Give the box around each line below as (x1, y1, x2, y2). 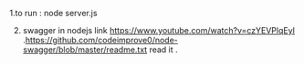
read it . (149, 44, 178, 55)
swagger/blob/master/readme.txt (22, 44, 148, 55)
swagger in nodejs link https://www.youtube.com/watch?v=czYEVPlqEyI (22, 25, 295, 35)
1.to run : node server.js (9, 8, 98, 18)
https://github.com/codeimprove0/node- (25, 35, 178, 45)
